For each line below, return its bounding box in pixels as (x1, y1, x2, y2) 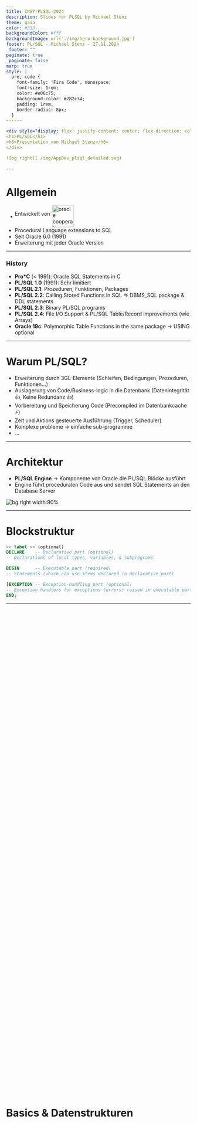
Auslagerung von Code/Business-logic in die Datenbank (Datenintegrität (14, 386, 189, 393)
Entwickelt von (14, 210, 51, 217)
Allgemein (6, 185, 57, 199)
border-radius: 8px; (16, 107, 67, 113)
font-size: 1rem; (16, 85, 59, 91)
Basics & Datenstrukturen (6, 1106, 134, 1119)
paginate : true (6, 52, 43, 58)
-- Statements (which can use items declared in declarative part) (6, 571, 175, 577)
